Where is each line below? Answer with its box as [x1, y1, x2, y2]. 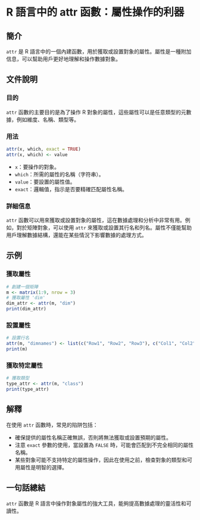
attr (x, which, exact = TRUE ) [6, 146, 82, 152]
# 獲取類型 [6, 375, 30, 381]
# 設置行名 [6, 335, 30, 341]
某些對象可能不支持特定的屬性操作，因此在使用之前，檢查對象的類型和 [14, 456, 187, 463]
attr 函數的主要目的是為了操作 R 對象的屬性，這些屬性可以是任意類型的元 [6, 108, 186, 116]
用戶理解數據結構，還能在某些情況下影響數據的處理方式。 [6, 232, 147, 239]
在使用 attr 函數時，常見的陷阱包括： [6, 421, 98, 428]
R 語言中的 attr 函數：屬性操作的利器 [6, 5, 185, 19]
